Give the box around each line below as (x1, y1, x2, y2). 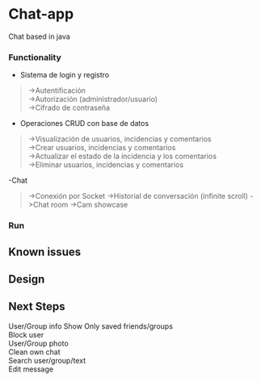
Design (8, 272, 45, 286)
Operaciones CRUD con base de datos (19, 119, 149, 128)
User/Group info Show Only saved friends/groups (8, 321, 174, 331)
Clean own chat (8, 346, 61, 356)
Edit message (8, 364, 54, 374)
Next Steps (8, 300, 65, 313)
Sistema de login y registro (19, 70, 110, 80)
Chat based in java (8, 31, 70, 41)
